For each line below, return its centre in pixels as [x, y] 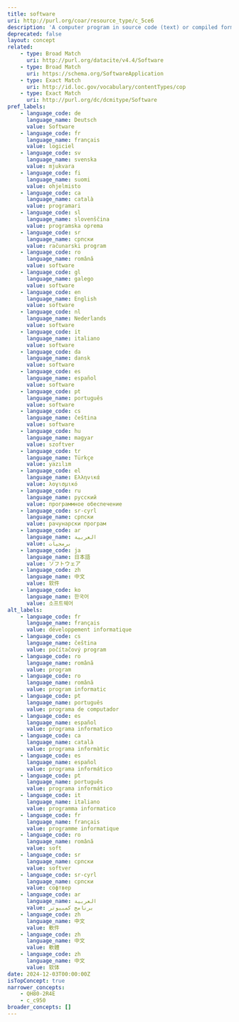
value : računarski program [66, 246]
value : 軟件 [43, 928]
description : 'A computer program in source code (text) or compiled [113, 27]
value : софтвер [49, 888]
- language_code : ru [51, 491]
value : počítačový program [66, 650]
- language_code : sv [51, 153]
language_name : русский [62, 497]
